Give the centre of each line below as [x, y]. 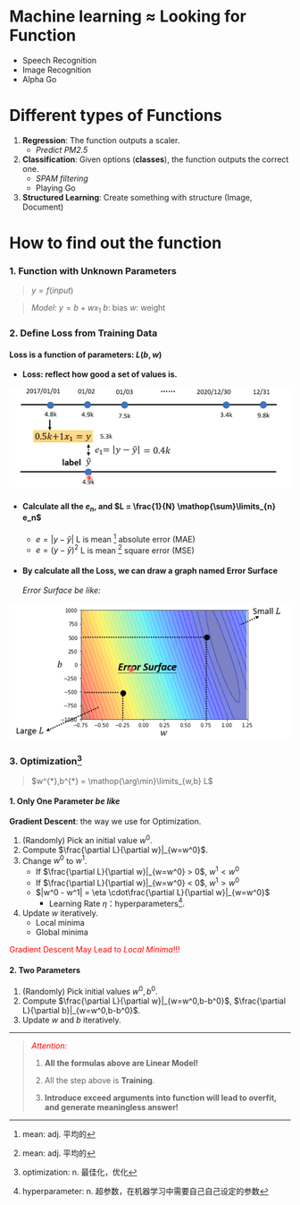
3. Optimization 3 [46, 760]
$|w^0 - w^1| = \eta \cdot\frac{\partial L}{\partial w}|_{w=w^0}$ [153, 892]
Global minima [62, 932]
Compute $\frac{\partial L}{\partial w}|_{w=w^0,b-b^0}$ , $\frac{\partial [154, 1001]
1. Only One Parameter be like [65, 801]
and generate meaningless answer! [111, 1107]
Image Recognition [57, 70]
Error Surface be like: [61, 590]
